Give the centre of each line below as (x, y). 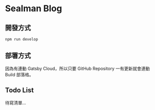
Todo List (20, 90)
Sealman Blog (33, 9)
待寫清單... (16, 103)
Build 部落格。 (19, 74)
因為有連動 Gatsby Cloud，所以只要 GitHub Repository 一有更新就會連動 (77, 68)
